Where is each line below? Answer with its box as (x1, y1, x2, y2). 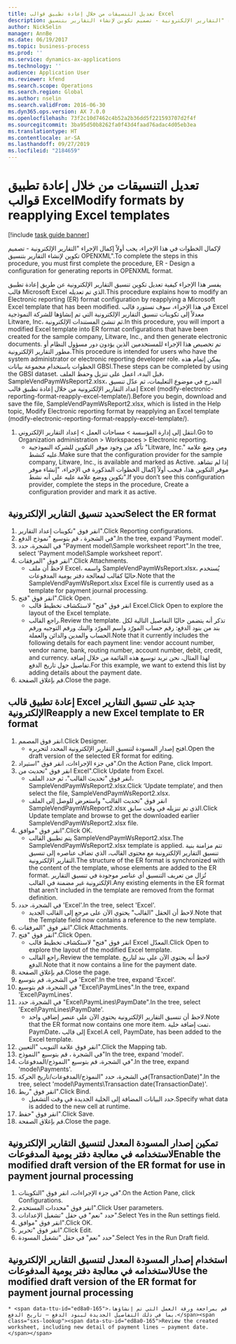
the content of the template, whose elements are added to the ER (28, 863, 216, 872)
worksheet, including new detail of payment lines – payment (8, 1324, 190, 1331)
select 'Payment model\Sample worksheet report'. (18, 549, 163, 557)
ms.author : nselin (8, 95, 62, 102)
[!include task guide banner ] (8, 230, 90, 239)
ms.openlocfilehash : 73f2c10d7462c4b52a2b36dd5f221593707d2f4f (8, 114, 197, 121)
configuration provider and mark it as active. (28, 487, 157, 495)
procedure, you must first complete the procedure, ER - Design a (8, 259, 195, 267)
